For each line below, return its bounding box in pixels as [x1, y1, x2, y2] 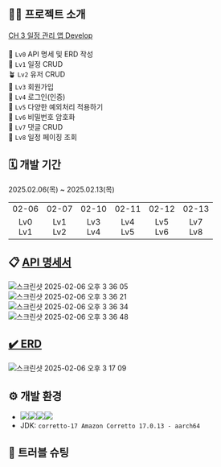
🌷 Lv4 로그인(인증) [8, 92, 66, 101]
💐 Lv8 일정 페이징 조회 [8, 132, 78, 142]
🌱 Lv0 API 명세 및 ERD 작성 [8, 49, 94, 59]
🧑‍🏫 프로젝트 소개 [8, 7, 86, 22]
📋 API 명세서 [8, 256, 72, 270]
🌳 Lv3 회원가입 [8, 81, 55, 91]
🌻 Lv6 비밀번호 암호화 [8, 112, 76, 122]
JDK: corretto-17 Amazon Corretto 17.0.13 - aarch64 [19, 421, 201, 431]
